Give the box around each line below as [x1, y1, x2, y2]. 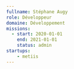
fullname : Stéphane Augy [6, 8, 68, 15]
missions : [6, 25, 31, 32]
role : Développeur [6, 14, 52, 20]
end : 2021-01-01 [17, 37, 58, 43]
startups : [6, 48, 31, 54]
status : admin [17, 43, 52, 49]
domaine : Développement [6, 20, 66, 26]
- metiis [17, 53, 39, 59]
